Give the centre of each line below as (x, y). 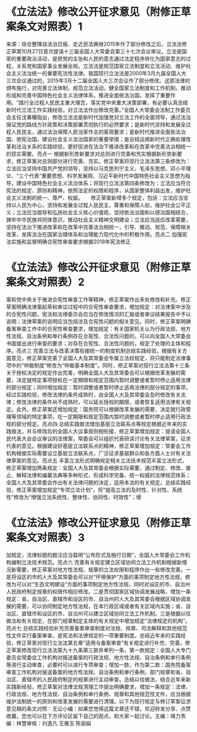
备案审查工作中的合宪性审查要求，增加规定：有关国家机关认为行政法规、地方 (98, 329)
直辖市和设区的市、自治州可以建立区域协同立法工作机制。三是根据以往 (106, 613)
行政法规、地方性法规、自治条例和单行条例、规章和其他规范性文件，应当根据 (98, 694)
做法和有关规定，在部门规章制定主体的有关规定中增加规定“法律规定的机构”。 (98, 621)
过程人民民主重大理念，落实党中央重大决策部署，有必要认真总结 (111, 102)
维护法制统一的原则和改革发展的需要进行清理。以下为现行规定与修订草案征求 (98, 701)
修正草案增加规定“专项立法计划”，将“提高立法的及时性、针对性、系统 (99, 490)
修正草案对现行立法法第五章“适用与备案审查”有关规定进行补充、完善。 (101, 642)
